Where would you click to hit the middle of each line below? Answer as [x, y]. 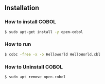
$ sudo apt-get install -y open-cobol [44, 32]
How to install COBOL [30, 22]
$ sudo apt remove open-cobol [35, 77]
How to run [18, 44]
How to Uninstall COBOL [34, 67]
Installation [22, 8]
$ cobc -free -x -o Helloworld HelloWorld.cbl [52, 54]
